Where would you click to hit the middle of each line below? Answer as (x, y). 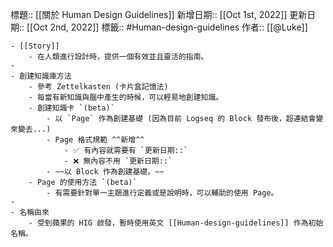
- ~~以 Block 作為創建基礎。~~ (105, 172)
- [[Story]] (35, 46)
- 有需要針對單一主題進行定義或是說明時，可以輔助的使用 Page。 (162, 193)
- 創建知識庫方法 (41, 76)
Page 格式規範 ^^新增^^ (99, 140)
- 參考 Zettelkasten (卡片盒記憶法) (98, 87)
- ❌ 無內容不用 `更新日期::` (118, 161)
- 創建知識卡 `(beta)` (71, 108)
